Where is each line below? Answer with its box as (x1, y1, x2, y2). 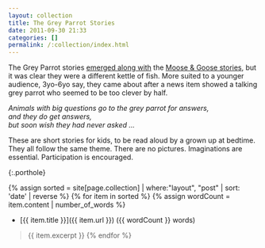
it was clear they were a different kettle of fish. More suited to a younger (8, 71, 244, 81)
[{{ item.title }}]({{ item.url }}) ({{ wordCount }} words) (19, 216, 196, 225)
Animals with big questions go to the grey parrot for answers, (8, 104, 209, 113)
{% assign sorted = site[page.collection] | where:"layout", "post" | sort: (8, 183, 240, 193)
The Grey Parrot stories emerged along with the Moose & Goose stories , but (8, 63, 256, 72)
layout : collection (8, 11, 73, 20)
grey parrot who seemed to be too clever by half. (8, 88, 168, 97)
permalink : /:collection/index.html (8, 41, 129, 49)
